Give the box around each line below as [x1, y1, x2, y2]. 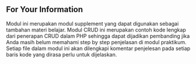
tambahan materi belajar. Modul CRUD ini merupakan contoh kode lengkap [6, 26, 186, 33]
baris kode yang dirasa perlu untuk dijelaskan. [6, 51, 117, 58]
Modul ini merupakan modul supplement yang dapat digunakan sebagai [6, 20, 179, 27]
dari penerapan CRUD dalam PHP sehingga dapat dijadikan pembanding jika [6, 32, 190, 40]
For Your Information [6, 5, 83, 15]
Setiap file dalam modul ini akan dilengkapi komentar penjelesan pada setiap [6, 45, 191, 52]
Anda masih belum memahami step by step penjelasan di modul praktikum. [6, 38, 187, 45]
